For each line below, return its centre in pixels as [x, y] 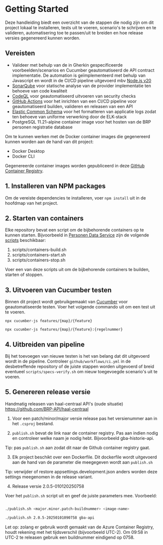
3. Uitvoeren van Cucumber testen [58, 290]
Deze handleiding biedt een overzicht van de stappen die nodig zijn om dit [80, 22]
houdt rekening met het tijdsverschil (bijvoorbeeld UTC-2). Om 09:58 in [77, 532]
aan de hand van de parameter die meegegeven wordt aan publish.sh [82, 462]
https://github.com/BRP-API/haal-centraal [47, 409]
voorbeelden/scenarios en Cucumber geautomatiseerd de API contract [83, 70]
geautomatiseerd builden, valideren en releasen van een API [72, 106]
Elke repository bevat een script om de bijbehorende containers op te [75, 230]
